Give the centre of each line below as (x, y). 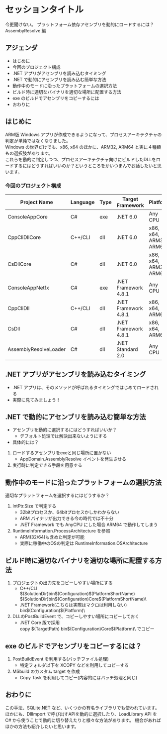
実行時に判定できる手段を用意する (47, 465)
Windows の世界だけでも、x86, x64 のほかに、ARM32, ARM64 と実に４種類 (83, 147)
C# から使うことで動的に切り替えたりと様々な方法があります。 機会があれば (83, 720)
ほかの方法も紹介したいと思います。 (42, 726)
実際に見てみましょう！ (36, 400)
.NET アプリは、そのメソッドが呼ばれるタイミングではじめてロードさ (83, 387)
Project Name (37, 202)
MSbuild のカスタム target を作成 (46, 671)
